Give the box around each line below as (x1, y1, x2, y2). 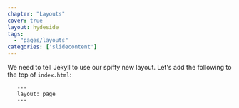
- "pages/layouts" (14, 37, 69, 44)
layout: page (16, 90, 56, 97)
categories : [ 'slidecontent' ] (7, 43, 98, 50)
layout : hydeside (7, 23, 59, 31)
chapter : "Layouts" (7, 10, 66, 18)
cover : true (7, 17, 43, 24)
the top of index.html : (7, 70, 72, 79)
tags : (7, 30, 24, 38)
